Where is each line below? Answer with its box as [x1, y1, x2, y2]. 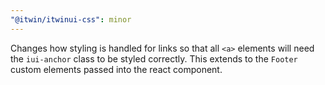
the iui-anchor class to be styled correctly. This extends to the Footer [10, 52, 298, 65]
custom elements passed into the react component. [10, 63, 223, 75]
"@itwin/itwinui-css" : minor [10, 14, 132, 25]
